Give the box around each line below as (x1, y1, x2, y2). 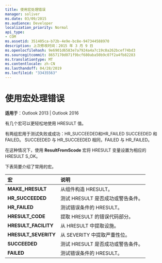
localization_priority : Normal (5, 25, 68, 30)
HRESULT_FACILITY (7, 222, 54, 229)
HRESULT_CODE (7, 213, 46, 220)
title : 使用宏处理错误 (5, 7, 46, 12)
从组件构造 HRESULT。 (60, 186, 113, 192)
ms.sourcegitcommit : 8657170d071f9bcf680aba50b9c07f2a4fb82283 (5, 52, 136, 57)
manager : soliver (5, 12, 40, 17)
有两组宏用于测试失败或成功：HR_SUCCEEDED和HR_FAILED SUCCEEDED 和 (5, 131, 158, 136)
